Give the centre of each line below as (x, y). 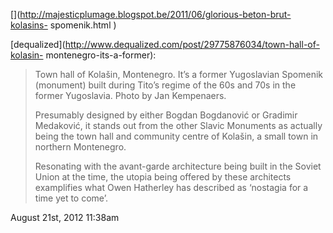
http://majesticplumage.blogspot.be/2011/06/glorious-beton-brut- (155, 14)
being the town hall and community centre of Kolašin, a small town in (176, 136)
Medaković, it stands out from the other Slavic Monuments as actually (178, 125)
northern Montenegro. (80, 147)
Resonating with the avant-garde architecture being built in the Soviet (178, 166)
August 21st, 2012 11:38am (65, 217)
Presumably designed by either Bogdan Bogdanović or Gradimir (166, 115)
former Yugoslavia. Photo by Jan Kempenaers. (130, 95)
